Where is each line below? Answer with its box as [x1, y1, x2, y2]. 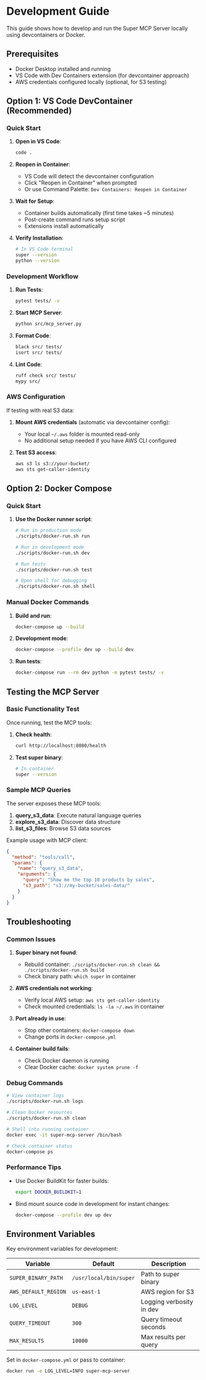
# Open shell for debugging [15, 578, 87, 584]
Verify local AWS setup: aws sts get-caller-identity [24, 996, 160, 1004]
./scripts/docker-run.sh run [15, 533, 90, 539]
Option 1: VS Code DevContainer [6, 96, 133, 107]
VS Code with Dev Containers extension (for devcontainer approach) [15, 72, 189, 79]
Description [151, 1260, 186, 1268]
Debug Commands [6, 1079, 63, 1088]
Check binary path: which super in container [24, 973, 136, 980]
